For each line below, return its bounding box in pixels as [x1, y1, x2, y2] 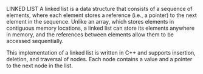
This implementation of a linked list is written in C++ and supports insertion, [6, 49, 196, 56]
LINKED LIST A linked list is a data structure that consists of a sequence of [6, 5, 193, 12]
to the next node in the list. [6, 62, 73, 69]
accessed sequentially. [6, 38, 64, 44]
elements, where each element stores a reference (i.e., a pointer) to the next [6, 12, 198, 19]
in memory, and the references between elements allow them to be [6, 31, 174, 38]
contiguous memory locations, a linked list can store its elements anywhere [6, 24, 195, 32]
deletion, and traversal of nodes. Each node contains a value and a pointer [6, 56, 193, 62]
